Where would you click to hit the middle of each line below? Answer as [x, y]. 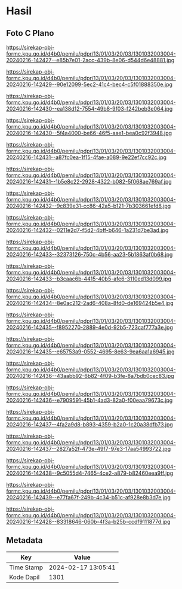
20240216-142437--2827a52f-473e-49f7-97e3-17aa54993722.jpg [89, 449]
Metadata [24, 540]
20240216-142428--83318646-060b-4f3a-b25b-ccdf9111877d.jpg [88, 522]
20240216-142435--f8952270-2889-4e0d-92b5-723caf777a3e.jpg [90, 327]
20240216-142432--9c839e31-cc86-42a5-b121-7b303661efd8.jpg [89, 206]
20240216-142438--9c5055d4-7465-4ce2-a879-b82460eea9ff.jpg [90, 473]
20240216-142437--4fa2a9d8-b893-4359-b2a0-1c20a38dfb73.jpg [90, 425]
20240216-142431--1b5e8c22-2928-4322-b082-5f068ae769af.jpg [89, 181]
